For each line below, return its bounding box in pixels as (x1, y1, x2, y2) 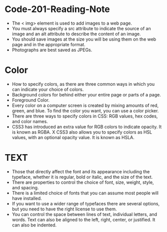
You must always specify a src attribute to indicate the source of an (11, 25, 151, 31)
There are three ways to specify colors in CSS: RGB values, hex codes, (11, 113, 158, 119)
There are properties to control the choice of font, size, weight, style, (11, 179, 154, 185)
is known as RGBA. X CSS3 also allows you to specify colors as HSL (11, 129, 152, 135)
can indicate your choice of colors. (11, 86, 84, 92)
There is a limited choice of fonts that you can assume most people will (11, 190, 158, 196)
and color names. (11, 118, 48, 124)
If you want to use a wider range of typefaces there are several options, (11, 200, 160, 206)
